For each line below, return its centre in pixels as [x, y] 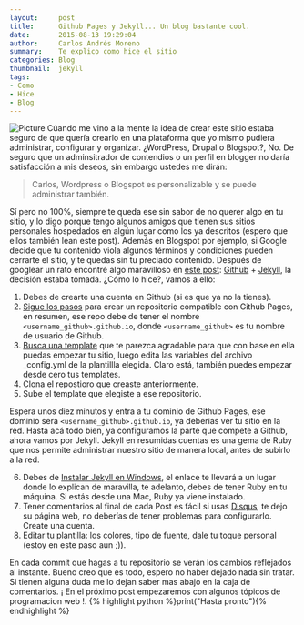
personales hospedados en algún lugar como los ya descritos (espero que [149, 231]
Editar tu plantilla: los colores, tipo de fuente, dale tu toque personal [150, 535]
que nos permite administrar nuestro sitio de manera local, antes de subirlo [150, 450]
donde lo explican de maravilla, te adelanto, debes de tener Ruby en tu [155, 487]
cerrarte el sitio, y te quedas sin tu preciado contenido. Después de [136, 260]
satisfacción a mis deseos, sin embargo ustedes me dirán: [118, 167]
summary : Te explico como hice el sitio [93, 52]
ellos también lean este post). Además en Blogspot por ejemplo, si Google [148, 241]
